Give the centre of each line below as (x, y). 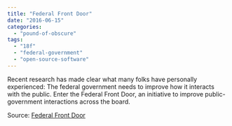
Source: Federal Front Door (47, 115)
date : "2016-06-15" (36, 20)
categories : (25, 27)
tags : (15, 40)
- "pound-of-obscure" (45, 33)
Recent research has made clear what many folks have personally (102, 79)
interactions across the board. (87, 101)
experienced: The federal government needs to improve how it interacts (111, 86)
